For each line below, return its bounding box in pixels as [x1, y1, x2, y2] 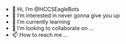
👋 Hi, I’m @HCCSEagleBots [11, 6, 80, 12]
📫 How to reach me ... [11, 32, 68, 38]
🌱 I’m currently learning [11, 18, 71, 25]
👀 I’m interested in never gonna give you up [11, 12, 120, 19]
